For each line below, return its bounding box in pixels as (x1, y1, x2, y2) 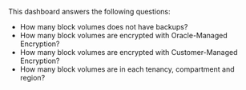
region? (19, 73, 46, 82)
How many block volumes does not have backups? (19, 22, 188, 31)
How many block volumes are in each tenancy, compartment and (19, 65, 235, 74)
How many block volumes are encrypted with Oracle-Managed (19, 31, 228, 40)
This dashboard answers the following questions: (8, 7, 171, 16)
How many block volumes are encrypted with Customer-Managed (19, 48, 238, 57)
